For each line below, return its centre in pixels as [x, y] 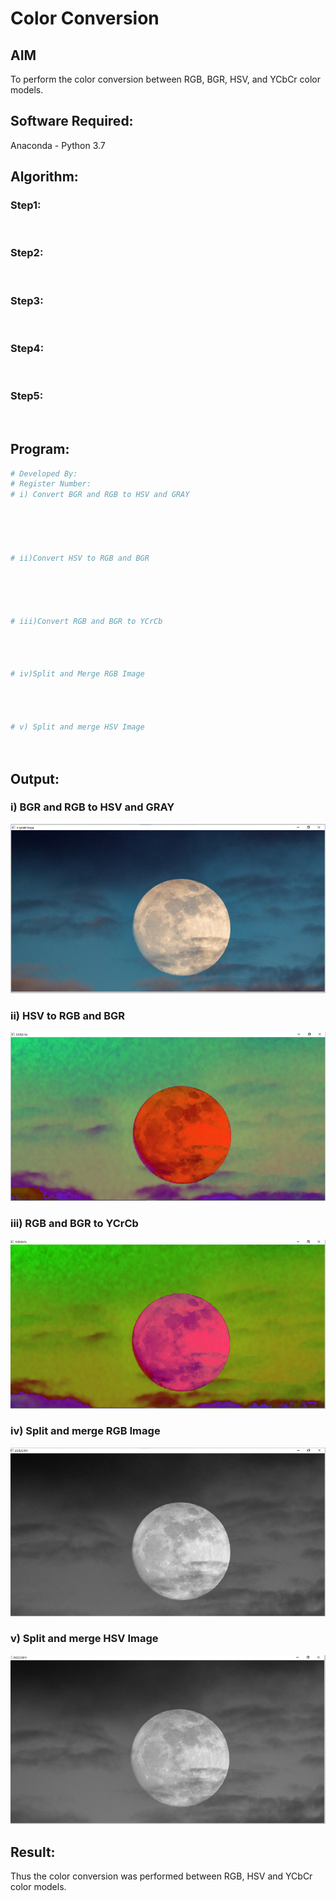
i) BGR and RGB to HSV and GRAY [92, 807]
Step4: [27, 349]
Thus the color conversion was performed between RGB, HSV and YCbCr [161, 1876]
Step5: [27, 396]
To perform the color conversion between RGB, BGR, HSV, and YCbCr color [166, 79]
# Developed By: [44, 473]
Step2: [27, 253]
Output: [35, 778]
